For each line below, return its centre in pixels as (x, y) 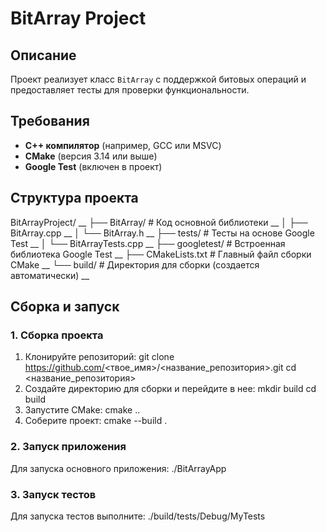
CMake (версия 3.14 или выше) (91, 156)
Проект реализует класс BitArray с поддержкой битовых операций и (158, 79)
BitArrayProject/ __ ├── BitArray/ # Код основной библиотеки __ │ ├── (159, 222)
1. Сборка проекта (57, 335)
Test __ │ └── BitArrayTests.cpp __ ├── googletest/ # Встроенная (148, 243)
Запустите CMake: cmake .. (82, 410)
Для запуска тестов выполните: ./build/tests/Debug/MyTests (138, 516)
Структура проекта (74, 198)
